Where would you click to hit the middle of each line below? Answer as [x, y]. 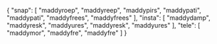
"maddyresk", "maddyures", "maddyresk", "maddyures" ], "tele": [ [104, 25]
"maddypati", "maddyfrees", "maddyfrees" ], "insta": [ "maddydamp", [108, 18]
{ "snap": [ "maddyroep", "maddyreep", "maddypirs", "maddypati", [104, 10]
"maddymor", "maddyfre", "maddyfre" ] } [67, 33]
